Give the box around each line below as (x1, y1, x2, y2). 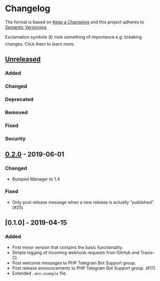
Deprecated (5, 96, 34, 103)
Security (5, 135, 26, 142)
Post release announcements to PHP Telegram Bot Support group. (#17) (12, 265, 156, 271)
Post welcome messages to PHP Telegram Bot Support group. (12, 260, 136, 266)
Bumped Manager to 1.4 (12, 176, 60, 182)
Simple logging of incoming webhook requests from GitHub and (12, 249, 140, 255)
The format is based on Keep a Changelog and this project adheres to (5, 19, 144, 25)
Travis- (140, 249, 155, 255)
